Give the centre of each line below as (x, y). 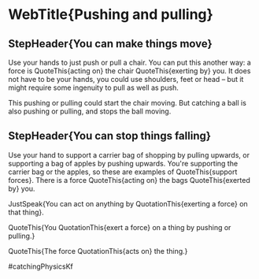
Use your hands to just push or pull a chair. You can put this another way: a (130, 62)
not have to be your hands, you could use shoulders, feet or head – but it (126, 79)
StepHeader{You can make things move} (110, 44)
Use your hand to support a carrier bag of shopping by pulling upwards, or (129, 154)
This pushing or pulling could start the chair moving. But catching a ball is (127, 103)
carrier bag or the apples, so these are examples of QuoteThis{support (123, 172)
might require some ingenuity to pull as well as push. (94, 87)
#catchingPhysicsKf (41, 266)
